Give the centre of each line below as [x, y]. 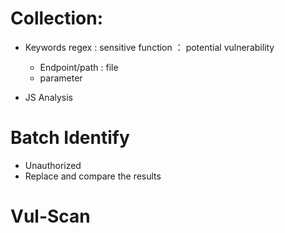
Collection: [57, 18]
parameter [61, 78]
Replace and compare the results [93, 176]
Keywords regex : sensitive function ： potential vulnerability [149, 47]
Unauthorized [53, 165]
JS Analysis [48, 97]
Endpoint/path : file [79, 67]
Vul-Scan [50, 216]
